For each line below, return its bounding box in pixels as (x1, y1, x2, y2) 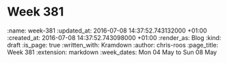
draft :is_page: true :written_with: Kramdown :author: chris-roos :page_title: (7, 41, 219, 49)
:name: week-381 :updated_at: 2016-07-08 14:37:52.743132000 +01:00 (7, 26, 207, 35)
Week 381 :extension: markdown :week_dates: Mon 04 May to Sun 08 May (7, 48, 217, 56)
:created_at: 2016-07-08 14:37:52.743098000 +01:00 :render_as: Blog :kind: (7, 33, 222, 41)
